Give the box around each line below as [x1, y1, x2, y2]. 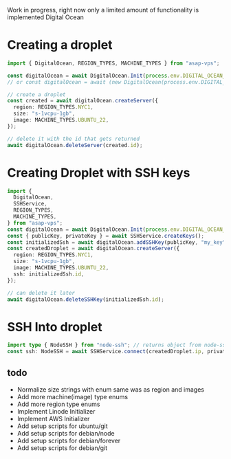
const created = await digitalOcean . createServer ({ [7, 98, 158, 104]
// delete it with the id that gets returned [7, 135, 140, 142]
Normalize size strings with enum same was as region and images [16, 385, 205, 394]
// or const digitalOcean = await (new [7, 78, 122, 85]
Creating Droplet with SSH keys [7, 165, 190, 181]
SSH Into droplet [7, 319, 103, 335]
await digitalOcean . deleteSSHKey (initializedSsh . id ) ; [7, 295, 165, 303]
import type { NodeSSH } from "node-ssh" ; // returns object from [7, 342, 201, 349]
